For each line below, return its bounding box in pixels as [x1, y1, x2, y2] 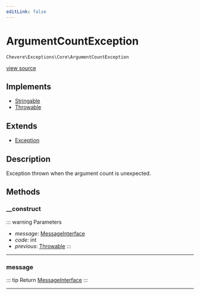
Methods [6, 187, 40, 197]
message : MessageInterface [14, 230, 85, 237]
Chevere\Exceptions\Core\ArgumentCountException [6, 54, 129, 60]
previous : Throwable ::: [14, 242, 71, 250]
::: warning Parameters [6, 218, 62, 225]
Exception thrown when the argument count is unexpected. [6, 170, 151, 177]
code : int [14, 236, 37, 243]
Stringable [14, 98, 40, 105]
